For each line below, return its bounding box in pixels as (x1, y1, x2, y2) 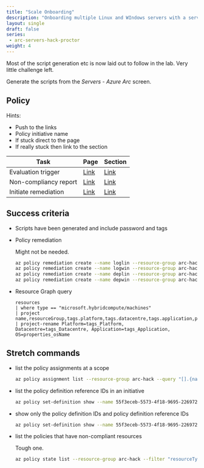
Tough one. (15, 444, 44, 452)
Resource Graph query (15, 288, 72, 295)
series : (6, 32, 26, 38)
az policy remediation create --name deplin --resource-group (15, 271, 176, 277)
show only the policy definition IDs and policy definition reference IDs (15, 409, 189, 417)
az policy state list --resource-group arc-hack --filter (15, 456, 165, 463)
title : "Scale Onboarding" (6, 9, 75, 15)
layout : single (6, 20, 45, 26)
